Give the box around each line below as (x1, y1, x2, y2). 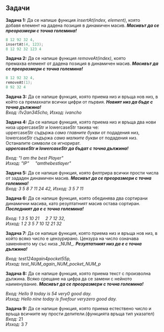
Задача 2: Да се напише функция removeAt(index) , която (5, 55, 126, 61)
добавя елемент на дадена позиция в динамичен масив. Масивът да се (5, 22, 160, 28)
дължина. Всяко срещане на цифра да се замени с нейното (5, 276, 132, 282)
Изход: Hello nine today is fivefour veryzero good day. (5, 296, 117, 302)
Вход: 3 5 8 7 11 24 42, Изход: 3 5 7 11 (5, 186, 84, 192)
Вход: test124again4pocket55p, (5, 256, 71, 262)
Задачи (5, 4, 30, 12)
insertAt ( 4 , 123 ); (5, 42, 44, 47)
